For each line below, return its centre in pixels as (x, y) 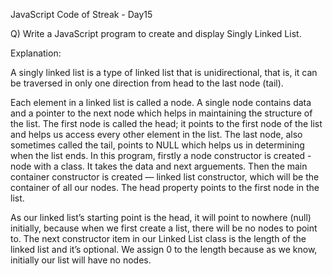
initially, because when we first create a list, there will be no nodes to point (164, 228)
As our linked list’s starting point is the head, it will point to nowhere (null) (161, 217)
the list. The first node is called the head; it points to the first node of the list (166, 123)
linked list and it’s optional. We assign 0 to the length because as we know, (164, 249)
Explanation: (36, 53)
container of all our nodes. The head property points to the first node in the (165, 187)
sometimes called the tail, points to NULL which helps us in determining (157, 145)
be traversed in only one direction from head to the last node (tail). (147, 83)
